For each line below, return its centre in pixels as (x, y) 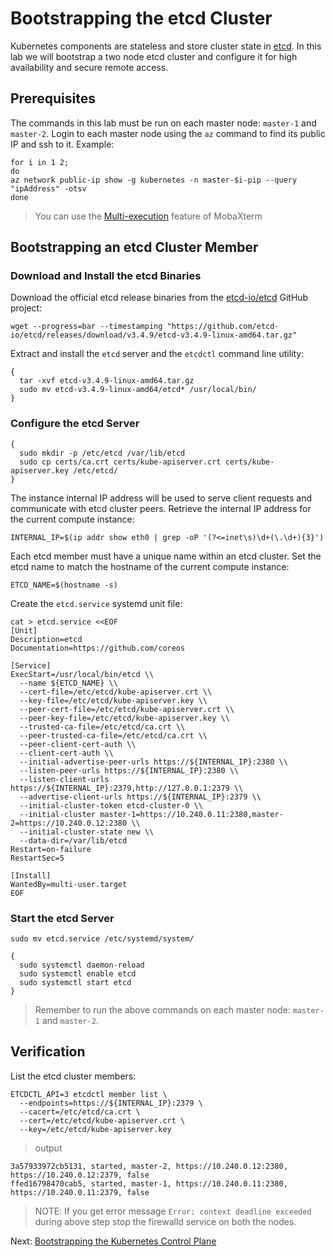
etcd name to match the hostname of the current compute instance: (150, 566)
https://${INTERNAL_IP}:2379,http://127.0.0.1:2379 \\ (127, 788)
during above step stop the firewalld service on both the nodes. (165, 1221)
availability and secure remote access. (89, 67)
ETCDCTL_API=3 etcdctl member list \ (89, 1094)
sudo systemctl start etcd (75, 983)
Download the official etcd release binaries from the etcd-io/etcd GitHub (159, 298)
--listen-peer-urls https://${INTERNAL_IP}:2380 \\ (129, 770)
